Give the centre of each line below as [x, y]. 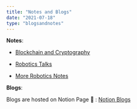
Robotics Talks [33, 64]
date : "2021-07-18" [31, 18]
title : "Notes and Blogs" [39, 12]
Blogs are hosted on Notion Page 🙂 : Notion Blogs [68, 100]
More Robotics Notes [42, 76]
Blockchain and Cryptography [52, 52]
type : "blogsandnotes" [35, 23]
